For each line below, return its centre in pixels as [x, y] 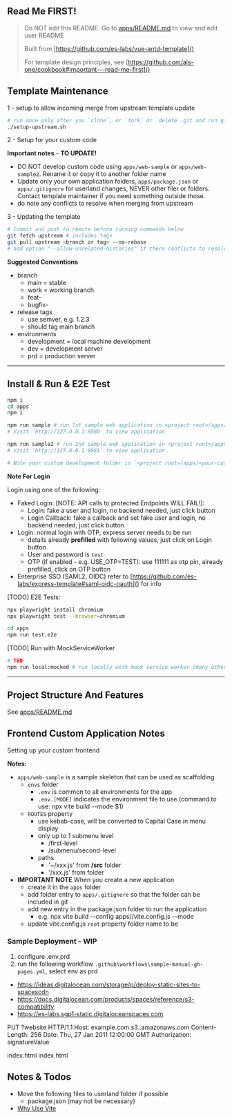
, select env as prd [71, 971]
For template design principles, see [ [76, 62]
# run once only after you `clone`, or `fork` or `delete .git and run [112, 120]
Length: [18, 1034]
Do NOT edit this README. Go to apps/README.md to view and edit [121, 28]
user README [44, 35]
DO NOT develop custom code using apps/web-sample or [97, 167]
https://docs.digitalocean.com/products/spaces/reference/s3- [106, 999]
